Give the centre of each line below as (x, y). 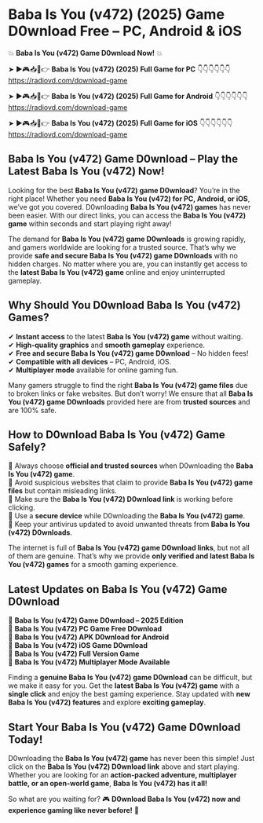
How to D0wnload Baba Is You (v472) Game (117, 435)
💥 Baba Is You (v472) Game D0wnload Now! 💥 (86, 53)
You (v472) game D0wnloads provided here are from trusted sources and (129, 401)
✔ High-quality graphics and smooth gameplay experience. (107, 345)
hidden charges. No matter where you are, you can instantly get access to (128, 264)
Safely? (27, 446)
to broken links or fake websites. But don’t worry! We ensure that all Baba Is (131, 393)
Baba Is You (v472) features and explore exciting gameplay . (107, 702)
